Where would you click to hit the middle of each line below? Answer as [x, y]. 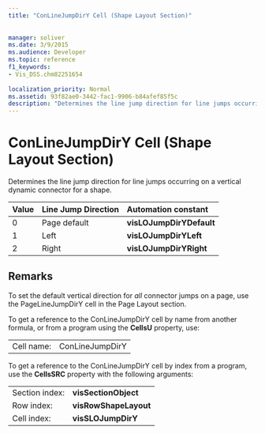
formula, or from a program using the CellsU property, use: [104, 327]
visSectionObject [106, 392]
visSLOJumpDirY [105, 418]
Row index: [32, 406]
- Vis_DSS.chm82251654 [45, 74]
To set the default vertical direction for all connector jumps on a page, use [129, 295]
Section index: [39, 392]
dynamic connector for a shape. [60, 190]
